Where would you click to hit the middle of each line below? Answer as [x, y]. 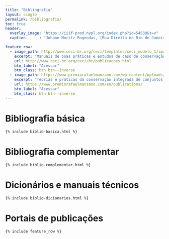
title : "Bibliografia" [29, 10]
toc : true [16, 24]
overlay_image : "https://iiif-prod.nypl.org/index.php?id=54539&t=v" [84, 33]
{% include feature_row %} [33, 231]
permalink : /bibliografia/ [33, 19]
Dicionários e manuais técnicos [72, 185]
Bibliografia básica [45, 118]
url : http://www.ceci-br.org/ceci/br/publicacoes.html [73, 61]
